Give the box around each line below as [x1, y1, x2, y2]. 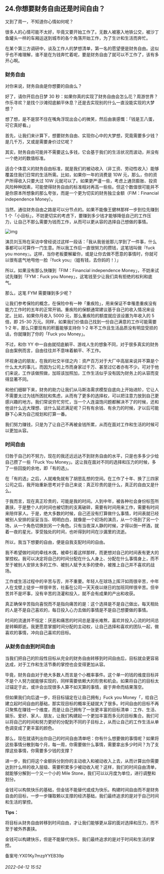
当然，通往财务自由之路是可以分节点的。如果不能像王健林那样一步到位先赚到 [5, 207, 159, 213]
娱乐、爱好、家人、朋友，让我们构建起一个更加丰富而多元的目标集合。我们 [5, 713, 155, 718]
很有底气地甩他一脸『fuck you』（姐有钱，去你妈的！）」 [9, 257, 121, 263]
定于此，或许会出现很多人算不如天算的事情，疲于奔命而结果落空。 [13, 684, 146, 690]
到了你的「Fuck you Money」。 [26, 331, 88, 337]
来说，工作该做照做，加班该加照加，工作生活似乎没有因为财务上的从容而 [9, 370, 155, 376]
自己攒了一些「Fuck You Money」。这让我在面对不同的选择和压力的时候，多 [5, 459, 156, 465]
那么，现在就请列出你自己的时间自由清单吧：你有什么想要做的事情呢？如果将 [5, 735, 159, 741]
